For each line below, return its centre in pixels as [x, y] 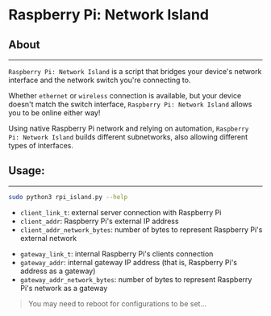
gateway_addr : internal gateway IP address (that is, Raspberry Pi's [129, 262]
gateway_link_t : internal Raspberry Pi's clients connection [117, 254]
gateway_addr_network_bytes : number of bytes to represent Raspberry [136, 279]
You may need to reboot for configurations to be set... [117, 303]
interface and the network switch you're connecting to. [100, 80]
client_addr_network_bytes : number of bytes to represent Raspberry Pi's [141, 229]
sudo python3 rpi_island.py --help [68, 197]
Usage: [27, 171]
